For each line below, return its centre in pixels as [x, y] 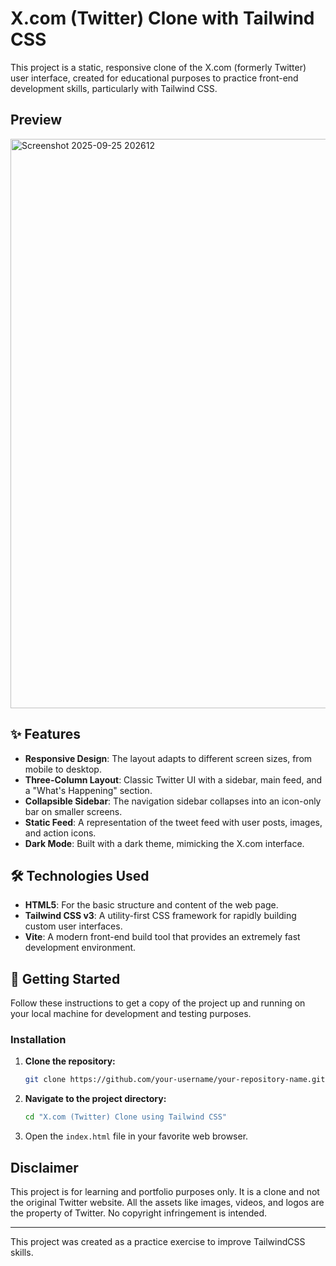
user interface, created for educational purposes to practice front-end [154, 78]
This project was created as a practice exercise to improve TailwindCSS [158, 1242]
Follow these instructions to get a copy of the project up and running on [158, 1003]
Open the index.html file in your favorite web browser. [136, 1136]
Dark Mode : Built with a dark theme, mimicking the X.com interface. [164, 843]
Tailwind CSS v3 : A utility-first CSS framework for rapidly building [160, 916]
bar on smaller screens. [73, 811]
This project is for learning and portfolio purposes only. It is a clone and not [165, 1192]
